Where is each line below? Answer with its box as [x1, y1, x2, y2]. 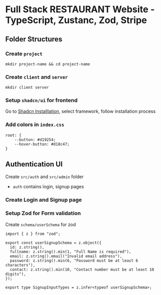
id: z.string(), [10, 244, 44, 250]
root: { [5, 133, 22, 138]
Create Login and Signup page [5, 196, 82, 203]
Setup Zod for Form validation [5, 210, 81, 217]
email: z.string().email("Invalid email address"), [10, 254, 123, 259]
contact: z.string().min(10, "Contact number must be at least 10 [10, 267, 154, 272]
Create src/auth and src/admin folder [5, 174, 84, 180]
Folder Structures [5, 35, 63, 43]
